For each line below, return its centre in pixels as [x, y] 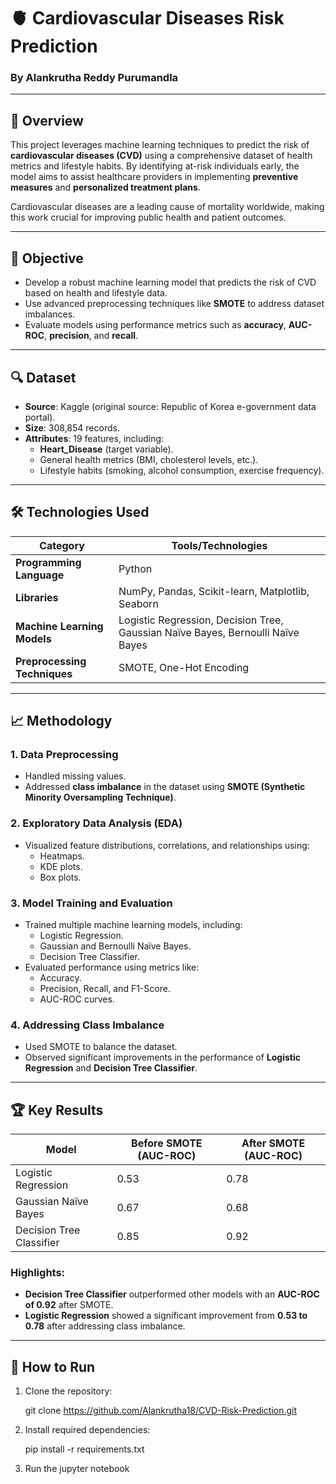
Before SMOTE [167, 1143]
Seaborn [138, 603]
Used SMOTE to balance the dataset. [101, 1047]
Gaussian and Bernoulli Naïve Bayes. [115, 946]
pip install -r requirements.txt [84, 1449]
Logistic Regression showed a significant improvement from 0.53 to [166, 1316]
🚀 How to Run [53, 1366]
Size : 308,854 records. [72, 427]
